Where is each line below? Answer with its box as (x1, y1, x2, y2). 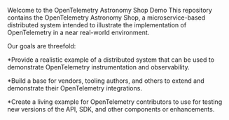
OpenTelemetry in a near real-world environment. (7, 28, 150, 36)
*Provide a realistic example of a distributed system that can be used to (7, 55, 215, 64)
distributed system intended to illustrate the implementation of (7, 21, 187, 29)
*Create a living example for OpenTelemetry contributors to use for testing (7, 98, 223, 106)
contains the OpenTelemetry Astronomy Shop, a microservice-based (7, 13, 206, 22)
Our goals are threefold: (7, 42, 76, 50)
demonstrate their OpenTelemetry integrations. (7, 84, 142, 92)
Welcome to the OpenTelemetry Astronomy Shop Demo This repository (7, 6, 212, 14)
